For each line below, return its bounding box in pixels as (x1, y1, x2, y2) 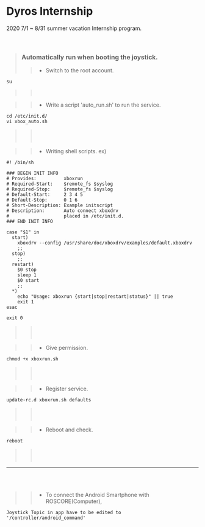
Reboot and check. (45, 426, 93, 433)
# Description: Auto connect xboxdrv (6, 208, 119, 214)
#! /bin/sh (6, 159, 34, 166)
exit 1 (17, 299, 34, 305)
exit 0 (6, 315, 23, 321)
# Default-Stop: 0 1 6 (6, 197, 78, 203)
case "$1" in (6, 229, 40, 235)
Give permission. (45, 344, 88, 352)
